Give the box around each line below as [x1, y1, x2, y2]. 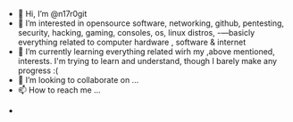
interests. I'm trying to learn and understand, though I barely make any [17, 56, 278, 66]
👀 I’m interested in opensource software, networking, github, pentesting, [17, 18, 284, 28]
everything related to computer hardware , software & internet [17, 37, 247, 47]
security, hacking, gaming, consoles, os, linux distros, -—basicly [17, 28, 255, 37]
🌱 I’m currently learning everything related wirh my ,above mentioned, [17, 46, 275, 57]
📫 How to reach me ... [17, 85, 101, 95]
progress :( [17, 65, 59, 76]
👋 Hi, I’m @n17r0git [17, 9, 88, 19]
